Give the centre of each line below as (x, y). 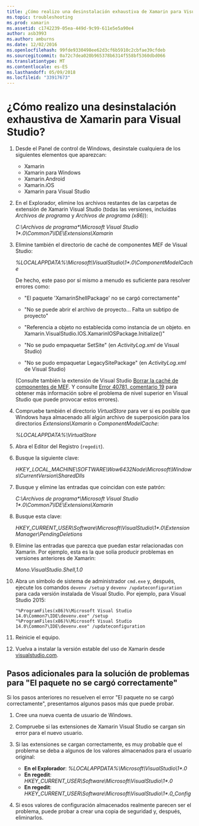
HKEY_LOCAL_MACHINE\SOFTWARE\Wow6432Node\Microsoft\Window (103, 470)
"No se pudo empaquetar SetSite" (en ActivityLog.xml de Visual (102, 345)
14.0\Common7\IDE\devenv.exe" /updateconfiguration (80, 626)
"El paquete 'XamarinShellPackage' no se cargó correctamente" (102, 298)
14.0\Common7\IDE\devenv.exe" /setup (62, 616)
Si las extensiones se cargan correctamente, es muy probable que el (99, 744)
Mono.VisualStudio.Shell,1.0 (49, 570)
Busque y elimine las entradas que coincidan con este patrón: (90, 487)
